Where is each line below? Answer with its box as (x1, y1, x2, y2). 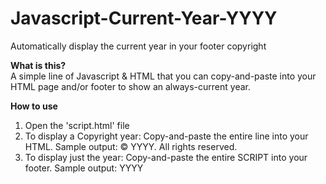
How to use (10, 100, 58, 112)
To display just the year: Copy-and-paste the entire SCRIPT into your (24, 151, 308, 163)
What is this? (10, 59, 67, 71)
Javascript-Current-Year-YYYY (10, 7, 278, 30)
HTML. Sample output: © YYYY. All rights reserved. (24, 140, 238, 152)
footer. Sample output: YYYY (24, 162, 144, 174)
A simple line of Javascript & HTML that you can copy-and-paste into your (10, 70, 317, 82)
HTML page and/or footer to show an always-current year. (10, 80, 251, 92)
